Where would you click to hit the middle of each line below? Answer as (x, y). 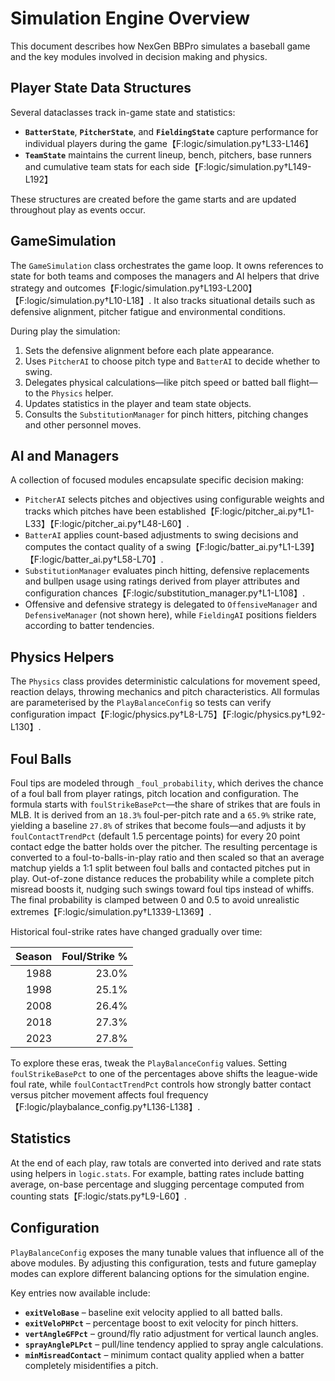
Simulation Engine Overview (130, 18)
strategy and (36, 288)
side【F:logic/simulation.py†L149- (242, 166)
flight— (303, 382)
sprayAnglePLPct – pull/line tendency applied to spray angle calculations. (174, 1344)
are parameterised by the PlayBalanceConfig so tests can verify (141, 703)
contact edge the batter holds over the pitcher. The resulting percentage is (164, 846)
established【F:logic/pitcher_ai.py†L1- (236, 511)
